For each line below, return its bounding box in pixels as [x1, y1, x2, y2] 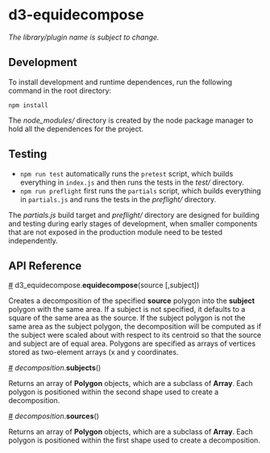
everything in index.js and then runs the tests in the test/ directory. [19, 177, 244, 187]
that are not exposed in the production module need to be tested [8, 227, 223, 237]
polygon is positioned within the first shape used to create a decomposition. [8, 435, 260, 445]
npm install [8, 101, 48, 110]
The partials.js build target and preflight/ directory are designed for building [8, 210, 260, 219]
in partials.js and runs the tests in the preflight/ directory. [19, 194, 217, 204]
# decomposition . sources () [8, 411, 99, 421]
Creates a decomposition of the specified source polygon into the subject [8, 296, 255, 305]
